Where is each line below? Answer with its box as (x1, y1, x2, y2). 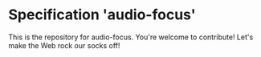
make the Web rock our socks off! (8, 40, 120, 50)
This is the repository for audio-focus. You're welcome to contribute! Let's (8, 32, 254, 42)
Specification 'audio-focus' (8, 6, 197, 24)
